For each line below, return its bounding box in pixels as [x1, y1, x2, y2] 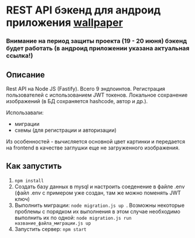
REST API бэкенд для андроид [6, 4, 161, 17]
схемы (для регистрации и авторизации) [14, 127, 117, 134]
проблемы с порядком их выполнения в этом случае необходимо [14, 208, 180, 215]
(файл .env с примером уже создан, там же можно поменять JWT [14, 189, 182, 196]
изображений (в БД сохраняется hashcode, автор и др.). [6, 97, 148, 104]
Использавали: [6, 109, 44, 116]
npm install [14, 178, 44, 183]
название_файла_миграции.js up [14, 220, 91, 226]
